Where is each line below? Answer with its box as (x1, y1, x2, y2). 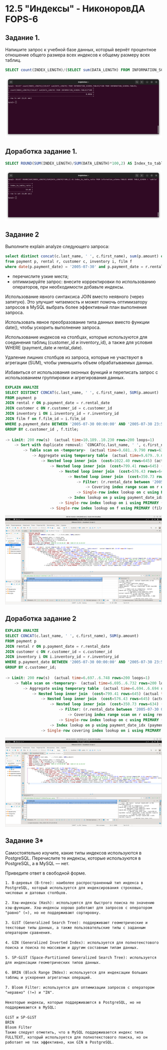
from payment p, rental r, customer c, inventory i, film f (5, 259, 133, 264)
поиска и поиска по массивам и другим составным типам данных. (5, 945, 139, 950)
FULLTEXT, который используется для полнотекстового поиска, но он (5, 1035, 148, 1040)
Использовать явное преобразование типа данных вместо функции (5, 319, 150, 325)
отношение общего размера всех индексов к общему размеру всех (5, 52, 150, 58)
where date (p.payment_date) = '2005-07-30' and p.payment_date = (5, 264, 143, 269)
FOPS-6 (5, 13, 38, 25)
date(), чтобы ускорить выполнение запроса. (5, 324, 101, 330)
